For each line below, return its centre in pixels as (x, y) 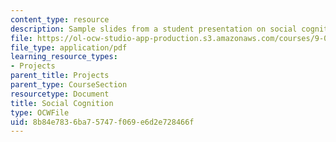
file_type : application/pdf (69, 47)
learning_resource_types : (64, 57)
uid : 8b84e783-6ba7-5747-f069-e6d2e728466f (102, 122)
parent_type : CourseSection (69, 85)
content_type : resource (60, 19)
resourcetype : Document (60, 94)
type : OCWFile (40, 112)
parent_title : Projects (60, 76)
